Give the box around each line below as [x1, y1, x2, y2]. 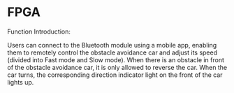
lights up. [7, 78, 34, 86]
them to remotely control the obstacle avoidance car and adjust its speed [7, 48, 218, 57]
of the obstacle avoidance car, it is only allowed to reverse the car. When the [7, 63, 228, 71]
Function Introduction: [7, 27, 71, 36]
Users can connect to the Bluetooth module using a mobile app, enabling [7, 41, 217, 49]
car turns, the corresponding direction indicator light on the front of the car [7, 71, 223, 79]
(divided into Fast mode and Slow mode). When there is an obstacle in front [7, 55, 225, 64]
